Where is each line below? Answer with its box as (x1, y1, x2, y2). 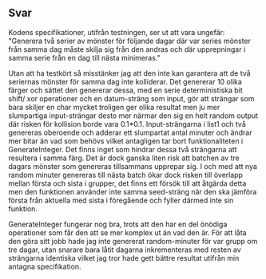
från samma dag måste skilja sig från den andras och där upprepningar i (8, 44, 246, 54)
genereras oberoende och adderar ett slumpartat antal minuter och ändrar (8, 128, 252, 137)
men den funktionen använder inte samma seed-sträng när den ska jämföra (8, 187, 257, 196)
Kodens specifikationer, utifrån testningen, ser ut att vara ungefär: (8, 27, 225, 37)
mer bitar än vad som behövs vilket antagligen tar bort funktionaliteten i (8, 136, 244, 146)
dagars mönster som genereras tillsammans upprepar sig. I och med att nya (8, 161, 258, 171)
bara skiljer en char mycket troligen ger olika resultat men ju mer (8, 102, 220, 112)
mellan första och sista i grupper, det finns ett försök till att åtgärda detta (8, 179, 247, 188)
